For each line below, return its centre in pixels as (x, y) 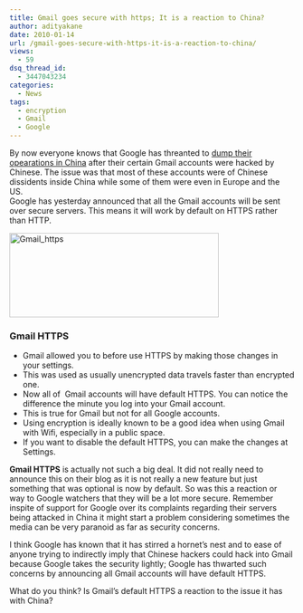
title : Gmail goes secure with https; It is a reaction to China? (137, 18)
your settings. (48, 365)
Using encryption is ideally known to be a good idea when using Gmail (153, 423)
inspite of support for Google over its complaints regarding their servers (143, 508)
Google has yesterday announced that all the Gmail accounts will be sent (145, 201)
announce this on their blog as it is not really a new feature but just (133, 479)
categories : (32, 85)
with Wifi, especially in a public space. (94, 433)
